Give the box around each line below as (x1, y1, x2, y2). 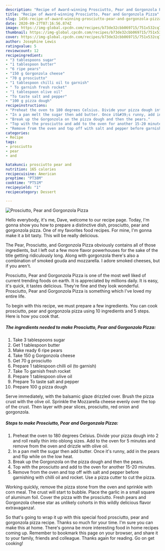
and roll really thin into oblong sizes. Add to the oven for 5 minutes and (12, 438, 156, 443)
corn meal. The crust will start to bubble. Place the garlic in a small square (5, 489, 155, 495)
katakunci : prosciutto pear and (5, 162, 71, 167)
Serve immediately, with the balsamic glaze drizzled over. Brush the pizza (5, 393, 154, 399)
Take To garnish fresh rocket (12, 368, 71, 374)
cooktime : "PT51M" (5, 180, 43, 186)
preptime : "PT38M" (5, 176, 43, 181)
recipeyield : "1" (5, 185, 41, 190)
